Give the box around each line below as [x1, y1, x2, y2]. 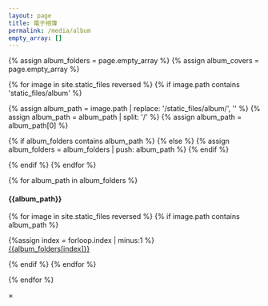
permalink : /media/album [8, 26, 91, 34]
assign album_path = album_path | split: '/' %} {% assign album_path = [8, 113, 242, 122]
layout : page [8, 11, 52, 20]
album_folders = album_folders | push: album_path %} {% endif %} [8, 145, 230, 154]
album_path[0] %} [8, 121, 69, 130]
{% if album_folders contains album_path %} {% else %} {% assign [8, 137, 230, 146]
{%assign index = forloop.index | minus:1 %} [8, 236, 155, 245]
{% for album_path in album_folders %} [8, 176, 138, 185]
